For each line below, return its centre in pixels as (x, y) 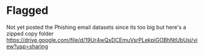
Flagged (27, 11)
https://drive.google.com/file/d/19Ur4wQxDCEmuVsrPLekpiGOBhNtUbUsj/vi (102, 40)
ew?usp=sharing (27, 46)
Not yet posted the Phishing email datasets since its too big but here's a (97, 27)
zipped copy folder (30, 33)
